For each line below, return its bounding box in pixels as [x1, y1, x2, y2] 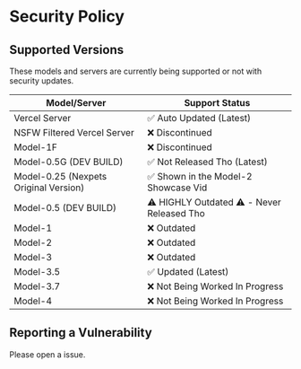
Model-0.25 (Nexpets [13, 171, 107, 182]
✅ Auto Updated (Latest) [147, 112, 252, 124]
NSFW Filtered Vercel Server [13, 127, 134, 138]
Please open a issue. [9, 348, 86, 360]
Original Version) [13, 181, 85, 194]
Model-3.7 [13, 280, 61, 293]
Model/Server [46, 97, 107, 109]
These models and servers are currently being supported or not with [9, 66, 262, 76]
